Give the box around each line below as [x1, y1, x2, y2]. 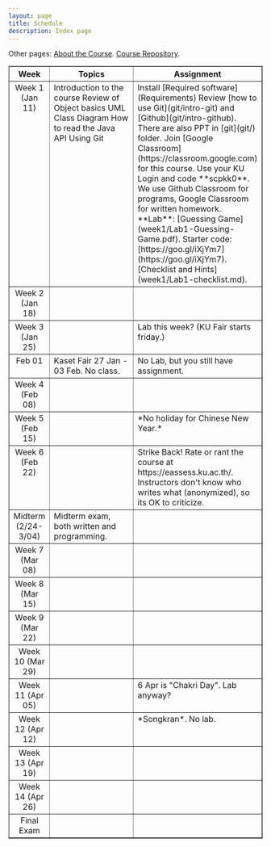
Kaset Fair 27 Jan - [53, 355, 128, 367]
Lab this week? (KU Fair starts [137, 321, 252, 333]
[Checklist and [137, 264, 193, 275]
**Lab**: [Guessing [137, 213, 216, 224]
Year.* [137, 423, 163, 434]
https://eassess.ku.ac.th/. [137, 467, 234, 478]
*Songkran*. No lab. [137, 714, 216, 725]
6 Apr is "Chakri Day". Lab [137, 680, 237, 691]
